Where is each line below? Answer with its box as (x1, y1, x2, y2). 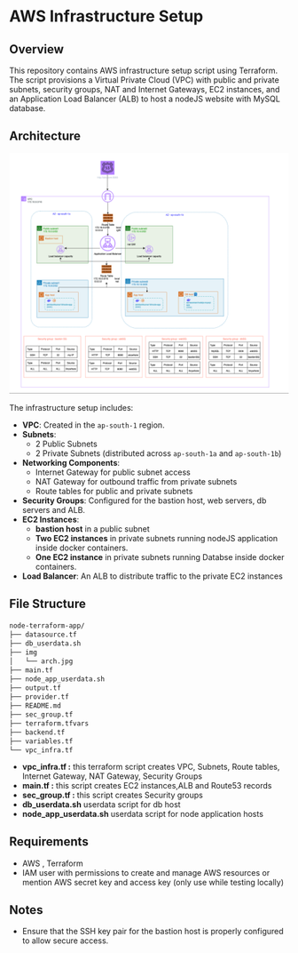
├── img (9, 647, 38, 657)
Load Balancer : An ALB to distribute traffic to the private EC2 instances (21, 571, 284, 581)
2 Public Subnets (35, 438, 98, 449)
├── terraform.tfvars (9, 718, 90, 728)
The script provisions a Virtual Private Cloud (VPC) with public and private (9, 75, 279, 85)
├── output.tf (9, 683, 62, 693)
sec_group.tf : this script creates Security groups (21, 789, 204, 800)
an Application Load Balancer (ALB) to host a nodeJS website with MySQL (9, 93, 281, 104)
